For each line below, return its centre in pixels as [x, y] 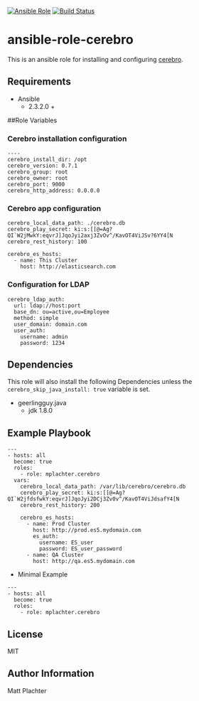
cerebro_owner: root [38, 178]
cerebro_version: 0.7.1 [43, 166]
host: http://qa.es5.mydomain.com [84, 562]
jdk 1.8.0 [41, 411]
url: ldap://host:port [47, 306]
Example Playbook [49, 433]
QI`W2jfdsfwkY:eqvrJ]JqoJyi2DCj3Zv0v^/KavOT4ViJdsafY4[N [93, 499]
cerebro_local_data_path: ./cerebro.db [66, 223]
